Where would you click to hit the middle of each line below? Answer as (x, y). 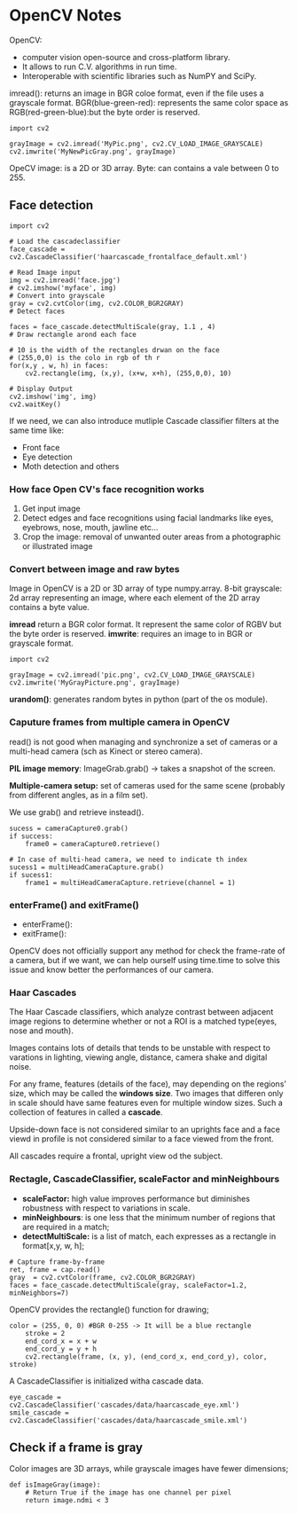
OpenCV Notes (66, 16)
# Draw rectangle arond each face (73, 334)
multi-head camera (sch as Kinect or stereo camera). (106, 751)
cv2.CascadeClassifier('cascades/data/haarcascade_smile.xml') (129, 1420)
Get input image (51, 509)
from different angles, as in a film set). (78, 795)
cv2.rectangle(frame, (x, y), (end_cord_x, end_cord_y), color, (146, 1357)
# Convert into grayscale (57, 295)
